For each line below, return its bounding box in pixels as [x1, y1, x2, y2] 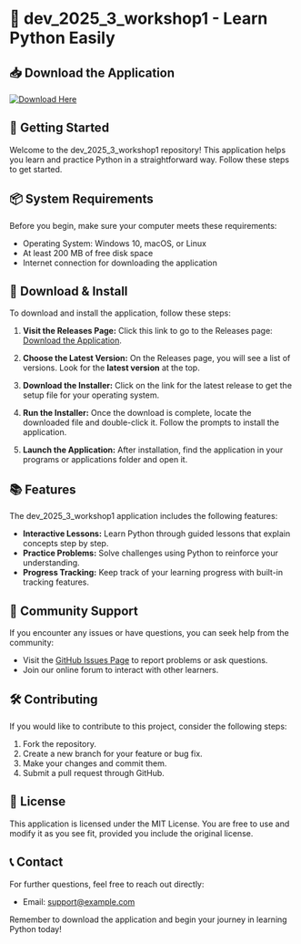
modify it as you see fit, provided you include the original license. [9, 827, 254, 838]
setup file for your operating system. [22, 389, 160, 400]
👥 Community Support [9, 603, 138, 618]
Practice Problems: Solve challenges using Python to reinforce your [22, 547, 279, 559]
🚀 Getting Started [9, 120, 110, 136]
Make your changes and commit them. [22, 757, 167, 769]
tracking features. [22, 576, 89, 587]
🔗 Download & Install [9, 284, 128, 299]
